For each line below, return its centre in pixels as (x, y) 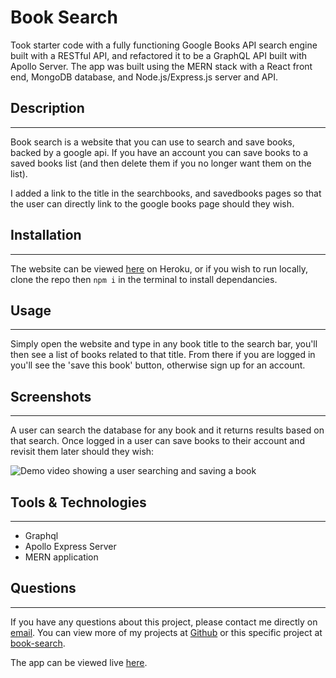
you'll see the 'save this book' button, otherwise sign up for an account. (158, 365)
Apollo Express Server (70, 546)
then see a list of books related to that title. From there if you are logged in (163, 355)
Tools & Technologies (78, 502)
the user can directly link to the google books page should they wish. (152, 203)
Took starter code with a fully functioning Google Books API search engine (164, 45)
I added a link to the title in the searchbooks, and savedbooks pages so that (166, 193)
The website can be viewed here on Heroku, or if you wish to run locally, (159, 268)
